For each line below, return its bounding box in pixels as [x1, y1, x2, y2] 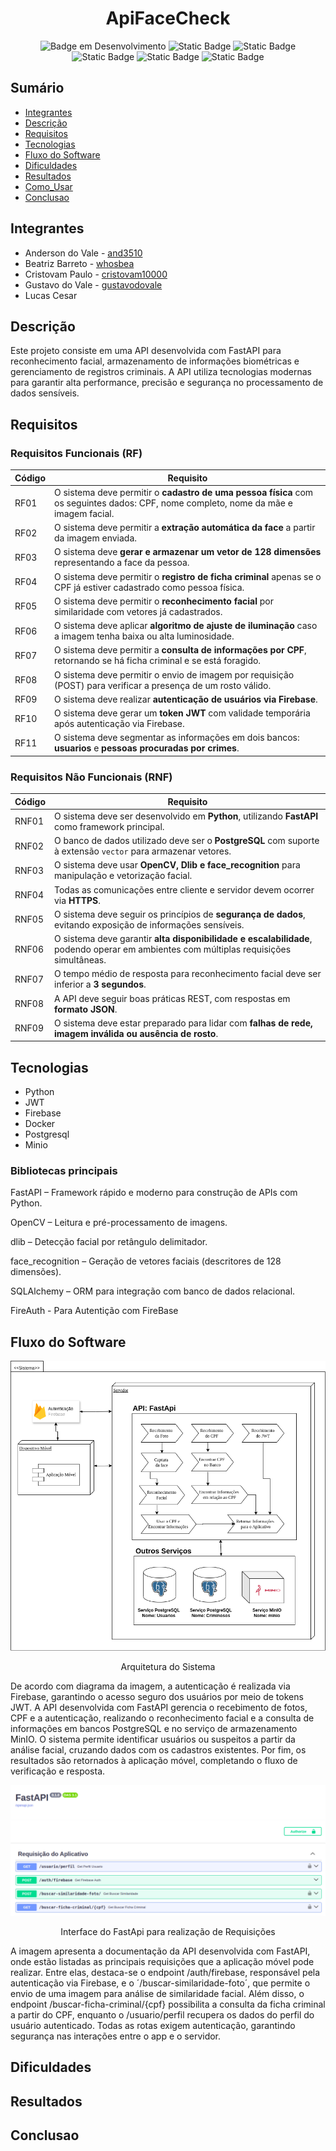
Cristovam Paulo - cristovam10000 [24, 268, 168, 280]
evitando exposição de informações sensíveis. [54, 918, 245, 931]
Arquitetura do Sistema [120, 1661, 216, 1673]
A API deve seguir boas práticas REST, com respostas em [54, 992, 291, 1004]
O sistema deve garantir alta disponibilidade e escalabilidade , [54, 933, 313, 945]
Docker [24, 1118, 56, 1130]
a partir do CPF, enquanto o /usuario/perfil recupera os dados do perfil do [10, 2009, 315, 2021]
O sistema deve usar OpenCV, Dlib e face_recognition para [54, 859, 301, 871]
